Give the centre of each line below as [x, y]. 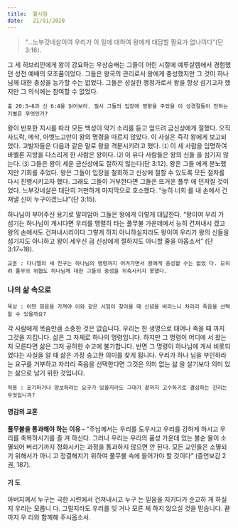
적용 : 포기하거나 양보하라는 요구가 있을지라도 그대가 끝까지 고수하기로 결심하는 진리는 [117, 388]
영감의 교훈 [22, 412]
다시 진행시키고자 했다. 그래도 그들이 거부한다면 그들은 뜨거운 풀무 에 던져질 [112, 181]
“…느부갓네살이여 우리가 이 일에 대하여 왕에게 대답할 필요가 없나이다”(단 [124, 42]
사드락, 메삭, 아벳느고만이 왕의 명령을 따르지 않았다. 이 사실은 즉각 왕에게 [108, 137]
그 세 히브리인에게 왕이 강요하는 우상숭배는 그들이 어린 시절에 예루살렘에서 [110, 64]
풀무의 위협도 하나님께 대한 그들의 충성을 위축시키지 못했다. [91, 271]
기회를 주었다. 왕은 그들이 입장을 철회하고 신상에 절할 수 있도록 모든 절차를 [123, 172]
